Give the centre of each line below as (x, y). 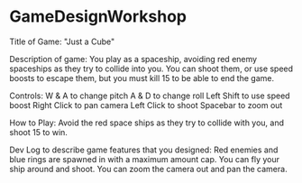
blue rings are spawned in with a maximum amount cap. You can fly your (144, 159)
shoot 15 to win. (38, 132)
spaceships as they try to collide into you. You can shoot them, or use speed (151, 69)
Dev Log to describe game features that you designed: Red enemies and (144, 150)
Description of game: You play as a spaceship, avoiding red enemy (133, 59)
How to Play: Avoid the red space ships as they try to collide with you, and (147, 123)
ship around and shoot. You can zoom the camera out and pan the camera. (148, 169)
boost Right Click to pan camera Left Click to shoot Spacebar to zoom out (146, 105)
